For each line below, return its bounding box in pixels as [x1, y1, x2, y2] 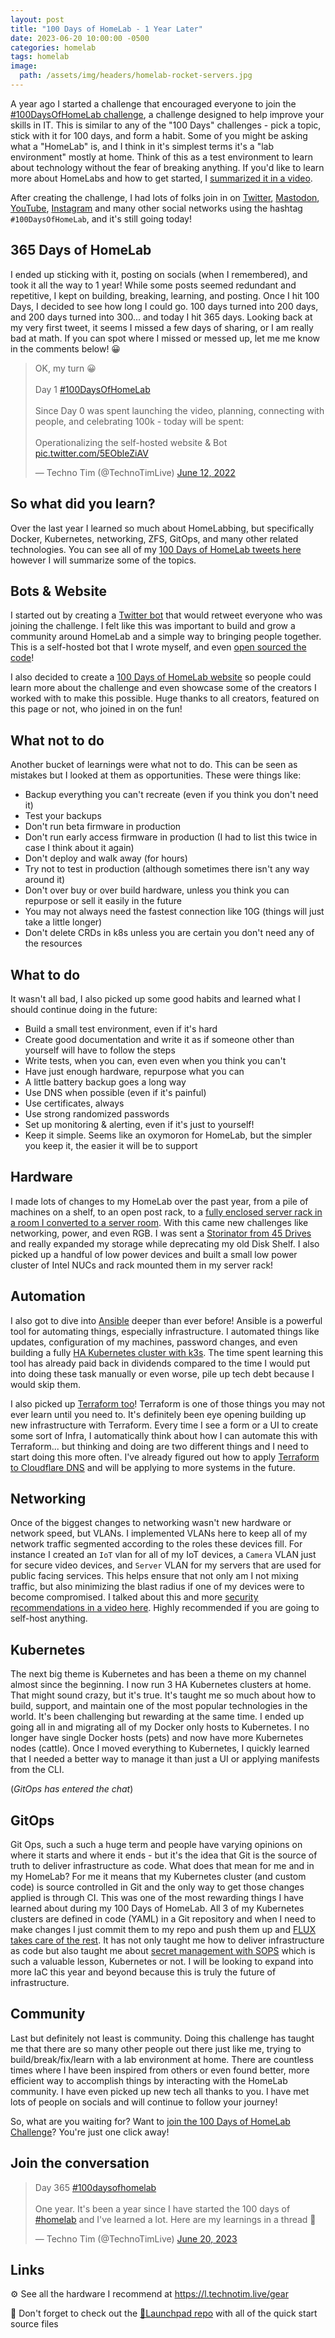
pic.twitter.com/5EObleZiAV [34, 447, 149, 459]
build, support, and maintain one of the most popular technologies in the [10, 1700, 308, 1712]
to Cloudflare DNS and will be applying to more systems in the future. [10, 1461, 296, 1473]
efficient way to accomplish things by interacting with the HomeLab [10, 2074, 288, 2086]
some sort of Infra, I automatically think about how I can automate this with [10, 1429, 318, 1441]
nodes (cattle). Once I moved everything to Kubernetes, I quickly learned [10, 1742, 310, 1755]
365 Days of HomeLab [10, 242, 152, 259]
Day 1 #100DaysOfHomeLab [34, 383, 151, 395]
